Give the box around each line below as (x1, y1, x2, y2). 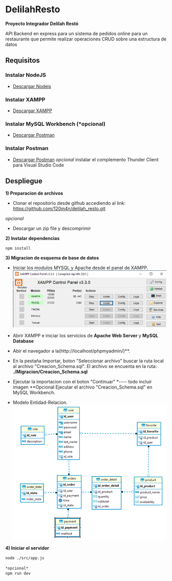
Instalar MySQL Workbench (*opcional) (5, 120, 106, 127)
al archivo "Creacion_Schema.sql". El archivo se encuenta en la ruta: (12, 363, 157, 369)
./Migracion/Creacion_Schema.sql (12, 369, 88, 375)
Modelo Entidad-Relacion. (12, 399, 68, 405)
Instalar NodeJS (5, 72, 46, 79)
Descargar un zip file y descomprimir (12, 225, 91, 231)
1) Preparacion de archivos (5, 190, 63, 197)
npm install (5, 246, 31, 251)
